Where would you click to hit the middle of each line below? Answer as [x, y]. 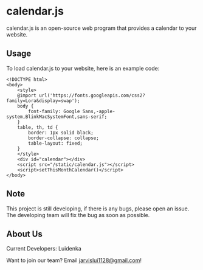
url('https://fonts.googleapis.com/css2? [92, 95]
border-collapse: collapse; [64, 138]
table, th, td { [38, 127]
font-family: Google [54, 111]
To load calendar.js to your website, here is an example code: [83, 68]
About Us [24, 234]
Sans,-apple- [99, 111]
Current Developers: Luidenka [44, 249]
